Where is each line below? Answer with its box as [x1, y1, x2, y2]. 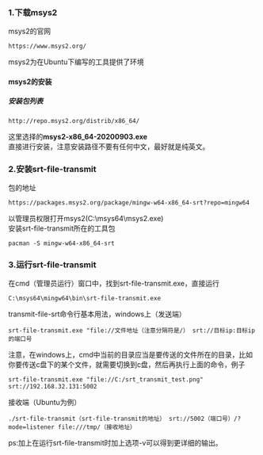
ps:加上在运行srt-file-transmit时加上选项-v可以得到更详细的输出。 [8, 438, 223, 448]
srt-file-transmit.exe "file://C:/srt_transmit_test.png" [8, 376, 204, 384]
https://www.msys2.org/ [8, 42, 87, 51]
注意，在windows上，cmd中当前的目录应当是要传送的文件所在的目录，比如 [8, 350, 253, 360]
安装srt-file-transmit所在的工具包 [8, 224, 116, 233]
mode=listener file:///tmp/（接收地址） [8, 423, 136, 431]
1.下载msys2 [8, 6, 58, 17]
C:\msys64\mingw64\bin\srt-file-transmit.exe [8, 295, 161, 303]
